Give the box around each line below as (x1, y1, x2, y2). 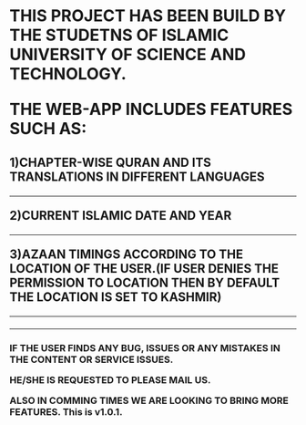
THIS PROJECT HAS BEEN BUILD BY (9, 5, 287, 26)
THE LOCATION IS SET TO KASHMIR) (9, 289, 222, 305)
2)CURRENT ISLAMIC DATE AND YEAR (9, 207, 232, 223)
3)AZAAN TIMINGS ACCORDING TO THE (9, 246, 244, 262)
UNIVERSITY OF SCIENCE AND (9, 45, 246, 65)
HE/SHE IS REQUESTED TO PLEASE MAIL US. (9, 373, 211, 386)
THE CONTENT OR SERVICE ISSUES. (9, 353, 174, 366)
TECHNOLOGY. (9, 64, 127, 85)
